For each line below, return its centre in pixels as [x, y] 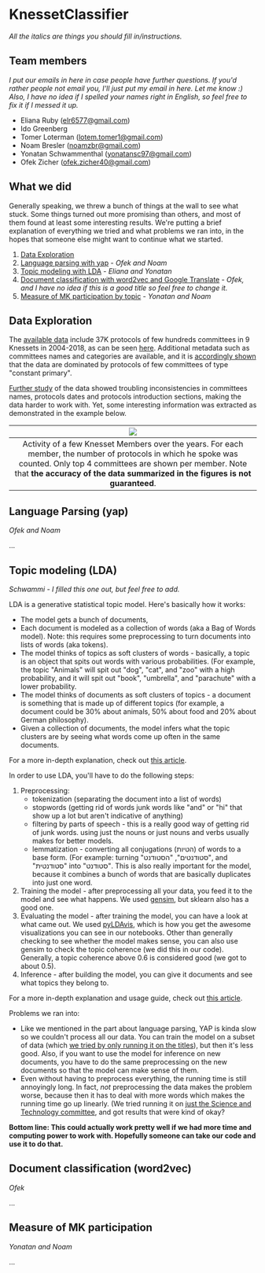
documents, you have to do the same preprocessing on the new [123, 1062]
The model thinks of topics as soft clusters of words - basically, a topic [135, 653]
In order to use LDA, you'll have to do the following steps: [102, 775]
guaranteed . [133, 484]
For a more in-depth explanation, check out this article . [98, 760]
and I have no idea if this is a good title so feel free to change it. [124, 288]
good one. [37, 907]
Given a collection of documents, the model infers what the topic [125, 728]
